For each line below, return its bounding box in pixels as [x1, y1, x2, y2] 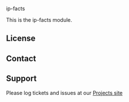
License [6, 34, 36, 44]
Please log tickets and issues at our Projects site [6, 89, 123, 96]
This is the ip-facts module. [6, 17, 72, 23]
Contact [6, 53, 36, 64]
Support [6, 74, 37, 84]
